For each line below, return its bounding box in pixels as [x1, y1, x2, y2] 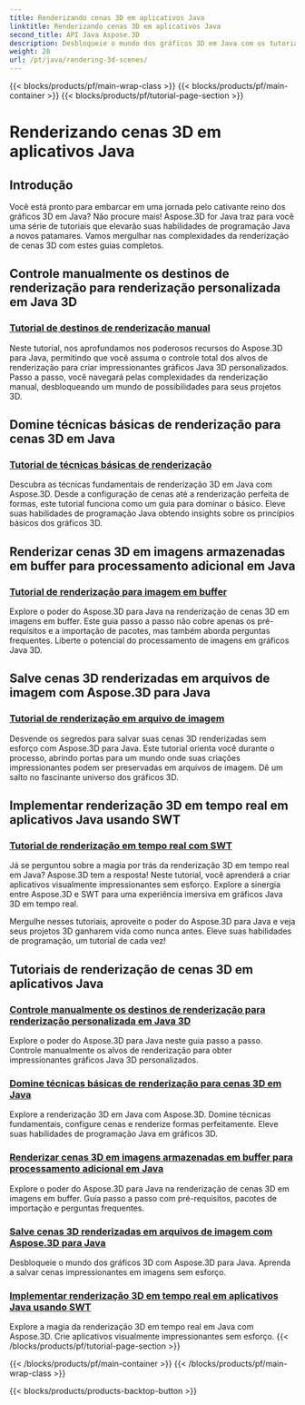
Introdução [9, 177, 74, 193]
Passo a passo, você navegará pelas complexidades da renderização [9, 371, 269, 382]
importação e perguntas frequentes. [9, 1202, 145, 1213]
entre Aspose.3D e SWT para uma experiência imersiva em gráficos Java [9, 889, 283, 900]
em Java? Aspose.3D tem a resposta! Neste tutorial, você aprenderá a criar [9, 869, 290, 881]
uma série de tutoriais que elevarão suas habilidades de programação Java [9, 221, 290, 232]
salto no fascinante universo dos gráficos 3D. [9, 771, 179, 782]
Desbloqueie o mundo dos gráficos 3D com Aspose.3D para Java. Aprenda [9, 1257, 291, 1268]
